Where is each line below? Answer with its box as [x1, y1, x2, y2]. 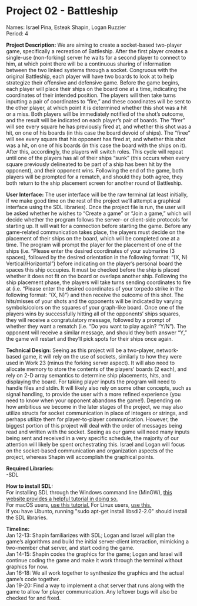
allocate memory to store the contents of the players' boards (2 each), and [6, 365, 187, 373]
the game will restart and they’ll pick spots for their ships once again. [6, 335, 173, 342]
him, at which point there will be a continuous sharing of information [6, 60, 171, 67]
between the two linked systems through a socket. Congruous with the [6, 66, 178, 73]
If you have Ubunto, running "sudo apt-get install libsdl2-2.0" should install [6, 507, 188, 514]
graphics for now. [6, 563, 49, 570]
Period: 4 [6, 30, 28, 37]
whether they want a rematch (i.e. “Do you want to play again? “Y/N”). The [6, 322, 186, 330]
